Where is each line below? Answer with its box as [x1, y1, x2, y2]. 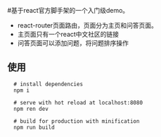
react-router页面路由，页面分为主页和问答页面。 [17, 21, 158, 30]
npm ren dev [13, 105, 49, 112]
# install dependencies [13, 81, 83, 88]
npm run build [13, 124, 55, 131]
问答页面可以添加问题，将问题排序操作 [17, 39, 129, 47]
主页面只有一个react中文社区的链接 [17, 30, 120, 38]
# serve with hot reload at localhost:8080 [13, 99, 143, 106]
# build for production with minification [13, 117, 140, 125]
